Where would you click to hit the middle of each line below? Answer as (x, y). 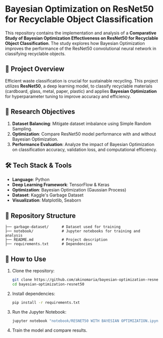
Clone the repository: (33, 271)
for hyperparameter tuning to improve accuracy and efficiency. (68, 96)
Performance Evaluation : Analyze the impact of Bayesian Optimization (83, 144)
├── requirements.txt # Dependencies (49, 244)
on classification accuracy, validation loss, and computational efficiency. (84, 149)
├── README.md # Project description (56, 240)
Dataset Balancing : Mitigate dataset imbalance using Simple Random (82, 124)
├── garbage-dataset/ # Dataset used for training (63, 227)
